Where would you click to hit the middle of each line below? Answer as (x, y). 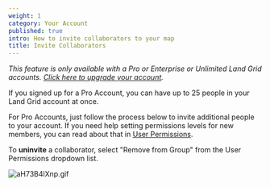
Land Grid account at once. (54, 102)
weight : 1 (25, 16)
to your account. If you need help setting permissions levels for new (121, 126)
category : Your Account (48, 23)
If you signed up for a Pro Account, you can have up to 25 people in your (129, 93)
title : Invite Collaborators (57, 46)
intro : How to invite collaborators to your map (91, 38)
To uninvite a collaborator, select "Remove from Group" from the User (125, 150)
